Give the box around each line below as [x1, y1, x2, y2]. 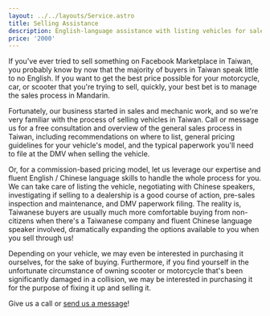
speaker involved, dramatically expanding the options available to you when [8, 225, 260, 235]
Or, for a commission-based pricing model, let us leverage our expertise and [8, 164, 261, 174]
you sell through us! [8, 233, 74, 243]
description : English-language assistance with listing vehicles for [8, 27, 247, 35]
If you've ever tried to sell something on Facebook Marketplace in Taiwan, [8, 56, 253, 66]
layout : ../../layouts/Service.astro [8, 11, 135, 20]
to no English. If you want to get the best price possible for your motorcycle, [8, 73, 260, 83]
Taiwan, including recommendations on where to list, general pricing [8, 132, 235, 142]
